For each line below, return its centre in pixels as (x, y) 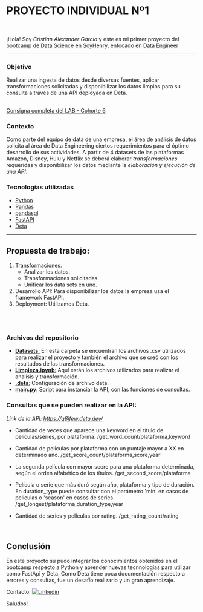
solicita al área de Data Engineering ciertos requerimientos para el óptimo (98, 145)
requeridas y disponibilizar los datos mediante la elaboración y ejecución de (101, 165)
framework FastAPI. (40, 298)
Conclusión (28, 546)
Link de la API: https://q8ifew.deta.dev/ (55, 418)
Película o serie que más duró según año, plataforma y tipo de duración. (105, 484)
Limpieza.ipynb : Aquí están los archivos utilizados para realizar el (97, 370)
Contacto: (19, 592)
